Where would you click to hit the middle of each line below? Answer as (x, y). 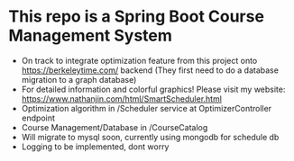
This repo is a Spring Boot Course (137, 17)
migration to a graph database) (79, 79)
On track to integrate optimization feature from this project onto (139, 60)
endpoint (38, 118)
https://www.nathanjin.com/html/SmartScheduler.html (122, 98)
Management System (91, 36)
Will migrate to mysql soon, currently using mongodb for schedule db (150, 137)
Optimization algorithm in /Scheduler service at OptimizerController (147, 108)
